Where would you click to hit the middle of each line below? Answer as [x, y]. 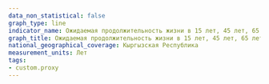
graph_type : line [37, 23]
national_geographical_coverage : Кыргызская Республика [103, 46]
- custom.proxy [34, 68]
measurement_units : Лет [48, 53]
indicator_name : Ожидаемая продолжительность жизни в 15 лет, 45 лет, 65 [134, 30]
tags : [17, 61]
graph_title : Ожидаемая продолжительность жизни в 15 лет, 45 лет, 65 [128, 38]
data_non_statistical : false [57, 16]
